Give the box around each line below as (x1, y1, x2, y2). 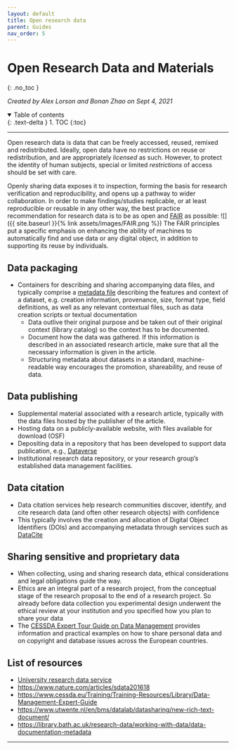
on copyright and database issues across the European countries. (17, 637, 209, 645)
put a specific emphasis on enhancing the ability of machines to (7, 226, 192, 235)
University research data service (17, 675, 112, 684)
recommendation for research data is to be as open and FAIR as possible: (7, 212, 219, 220)
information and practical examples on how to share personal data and (17, 629, 223, 638)
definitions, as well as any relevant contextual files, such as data (17, 303, 204, 311)
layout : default (7, 10, 55, 18)
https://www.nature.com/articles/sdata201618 (17, 683, 150, 692)
